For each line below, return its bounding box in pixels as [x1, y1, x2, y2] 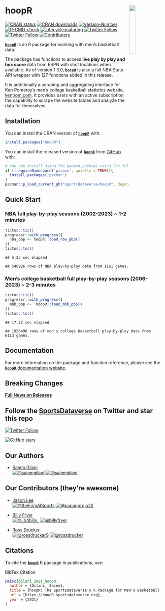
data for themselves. [5, 102, 47, 108]
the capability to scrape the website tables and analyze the [5, 97, 125, 103]
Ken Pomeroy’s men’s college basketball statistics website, [5, 87, 124, 93]
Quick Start [5, 195, 41, 204]
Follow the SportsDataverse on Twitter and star [5, 406, 153, 415]
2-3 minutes [26, 281, 56, 288]
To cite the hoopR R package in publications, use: [5, 560, 103, 565]
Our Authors [5, 451, 44, 460]
